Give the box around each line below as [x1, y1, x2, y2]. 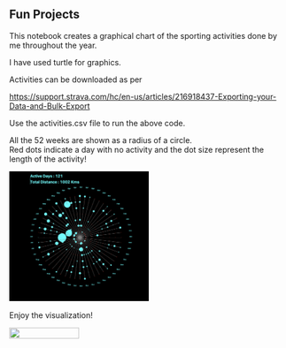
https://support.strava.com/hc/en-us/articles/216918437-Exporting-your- [9, 91, 277, 102]
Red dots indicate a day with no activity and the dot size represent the [9, 144, 265, 155]
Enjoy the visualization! [9, 309, 93, 321]
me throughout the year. [9, 40, 97, 50]
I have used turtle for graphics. [9, 57, 121, 67]
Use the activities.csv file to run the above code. [9, 117, 186, 128]
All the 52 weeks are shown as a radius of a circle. [9, 134, 193, 145]
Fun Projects [9, 7, 81, 22]
